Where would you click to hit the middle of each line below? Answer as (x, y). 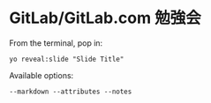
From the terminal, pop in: (56, 43)
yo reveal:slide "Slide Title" (67, 59)
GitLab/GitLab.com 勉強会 (105, 18)
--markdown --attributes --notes (71, 92)
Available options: (41, 75)
